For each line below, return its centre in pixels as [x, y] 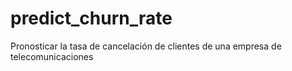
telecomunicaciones [52, 56]
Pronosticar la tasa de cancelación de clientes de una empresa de [146, 46]
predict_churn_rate [91, 18]
